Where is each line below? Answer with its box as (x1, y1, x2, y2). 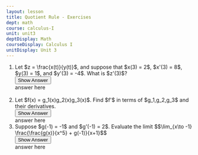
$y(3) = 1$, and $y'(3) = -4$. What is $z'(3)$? (14, 69, 127, 77)
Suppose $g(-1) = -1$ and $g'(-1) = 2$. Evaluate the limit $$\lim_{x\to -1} (14, 122, 193, 130)
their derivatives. (14, 102, 56, 109)
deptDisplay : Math (6, 36, 52, 42)
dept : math (6, 20, 33, 25)
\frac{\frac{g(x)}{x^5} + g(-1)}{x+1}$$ (14, 129, 107, 136)
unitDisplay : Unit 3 (6, 47, 58, 53)
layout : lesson (6, 8, 44, 15)
